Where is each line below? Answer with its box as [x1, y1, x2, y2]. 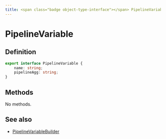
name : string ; [14, 65, 43, 70]
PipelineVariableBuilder [12, 128, 60, 134]
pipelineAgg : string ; [14, 70, 58, 75]
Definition [5, 48, 36, 56]
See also [5, 115, 32, 124]
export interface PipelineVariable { [5, 61, 83, 66]
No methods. [5, 101, 32, 107]
